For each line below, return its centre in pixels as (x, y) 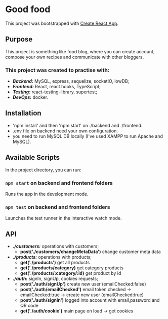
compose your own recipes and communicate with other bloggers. (75, 57)
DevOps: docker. (30, 97)
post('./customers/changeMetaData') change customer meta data (90, 252)
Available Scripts (32, 157)
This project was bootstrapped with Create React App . (62, 23)
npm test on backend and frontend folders (58, 207)
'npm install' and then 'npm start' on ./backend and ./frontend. (77, 125)
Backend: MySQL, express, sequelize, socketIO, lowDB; (71, 81)
